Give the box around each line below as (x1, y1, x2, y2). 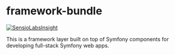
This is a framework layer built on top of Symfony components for (6, 35, 170, 42)
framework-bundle (6, 4, 102, 18)
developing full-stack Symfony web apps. (6, 42, 109, 49)
